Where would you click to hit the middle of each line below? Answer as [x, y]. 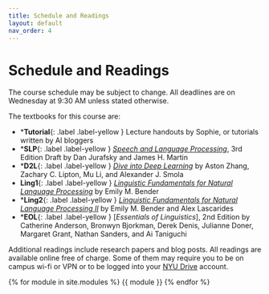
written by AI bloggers [57, 140]
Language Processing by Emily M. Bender [89, 191]
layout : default [35, 23]
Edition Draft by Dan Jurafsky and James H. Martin [104, 158]
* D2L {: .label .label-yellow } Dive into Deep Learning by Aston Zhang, [134, 166]
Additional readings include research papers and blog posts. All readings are [135, 250]
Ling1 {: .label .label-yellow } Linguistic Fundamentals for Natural [126, 183]
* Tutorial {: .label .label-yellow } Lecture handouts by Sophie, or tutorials [139, 132]
